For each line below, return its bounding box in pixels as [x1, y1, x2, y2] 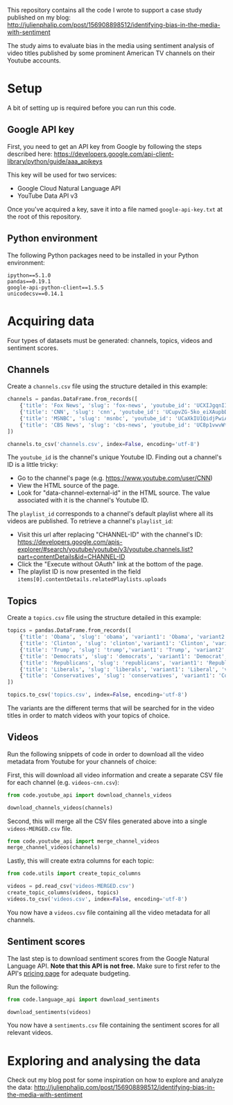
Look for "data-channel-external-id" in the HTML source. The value [17, 488, 210, 497]
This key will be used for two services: [7, 170, 117, 179]
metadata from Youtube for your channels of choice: [7, 757, 157, 765]
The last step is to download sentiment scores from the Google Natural [7, 954, 209, 962]
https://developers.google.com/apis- [17, 538, 123, 546]
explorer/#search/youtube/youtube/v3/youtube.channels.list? [17, 546, 193, 554]
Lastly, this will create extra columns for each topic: [7, 857, 155, 865]
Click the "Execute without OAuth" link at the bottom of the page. [17, 560, 203, 569]
